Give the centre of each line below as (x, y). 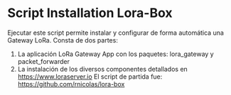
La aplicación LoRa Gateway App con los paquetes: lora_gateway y (116, 54)
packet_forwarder (43, 61)
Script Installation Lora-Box (90, 13)
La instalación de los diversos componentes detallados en (103, 69)
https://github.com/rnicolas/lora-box (71, 84)
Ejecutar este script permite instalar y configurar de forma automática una (116, 33)
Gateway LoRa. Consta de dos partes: (63, 40)
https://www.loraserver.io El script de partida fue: (90, 77)
